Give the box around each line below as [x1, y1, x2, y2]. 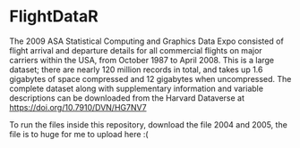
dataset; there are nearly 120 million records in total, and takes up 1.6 [9, 64, 263, 75]
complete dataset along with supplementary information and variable [9, 83, 264, 94]
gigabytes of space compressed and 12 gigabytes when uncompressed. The [9, 73, 292, 84]
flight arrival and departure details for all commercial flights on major [9, 45, 262, 55]
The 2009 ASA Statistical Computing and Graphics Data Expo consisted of [9, 36, 284, 46]
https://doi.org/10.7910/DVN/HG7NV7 [9, 102, 147, 112]
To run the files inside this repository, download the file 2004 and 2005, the [9, 119, 288, 130]
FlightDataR [9, 6, 99, 27]
